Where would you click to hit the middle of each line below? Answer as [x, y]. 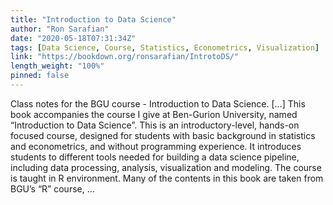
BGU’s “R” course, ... [52, 188]
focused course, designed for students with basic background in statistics [163, 135]
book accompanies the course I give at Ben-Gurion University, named [154, 114]
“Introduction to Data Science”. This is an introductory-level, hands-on [155, 125]
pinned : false [40, 76]
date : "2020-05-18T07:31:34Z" [73, 38]
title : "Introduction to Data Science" [93, 19]
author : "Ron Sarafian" [60, 29]
